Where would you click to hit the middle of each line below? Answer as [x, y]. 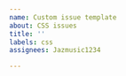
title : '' [28, 34]
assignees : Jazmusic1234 [55, 50]
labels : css [31, 42]
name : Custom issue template [63, 17]
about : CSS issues [43, 26]
